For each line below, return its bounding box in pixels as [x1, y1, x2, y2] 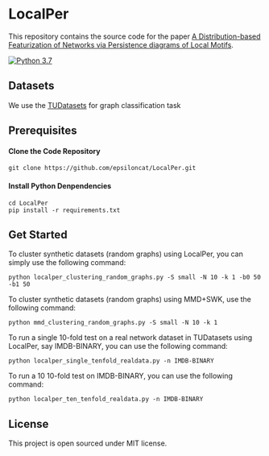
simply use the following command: [8, 258, 126, 267]
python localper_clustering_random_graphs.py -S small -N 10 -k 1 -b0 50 [8, 273, 262, 282]
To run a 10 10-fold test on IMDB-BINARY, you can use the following [8, 371, 234, 381]
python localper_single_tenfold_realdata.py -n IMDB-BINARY [8, 357, 215, 365]
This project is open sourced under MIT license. [8, 438, 168, 448]
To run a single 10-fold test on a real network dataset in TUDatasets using [8, 333, 253, 342]
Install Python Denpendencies [8, 180, 112, 190]
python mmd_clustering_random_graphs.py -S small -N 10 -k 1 [8, 319, 218, 327]
